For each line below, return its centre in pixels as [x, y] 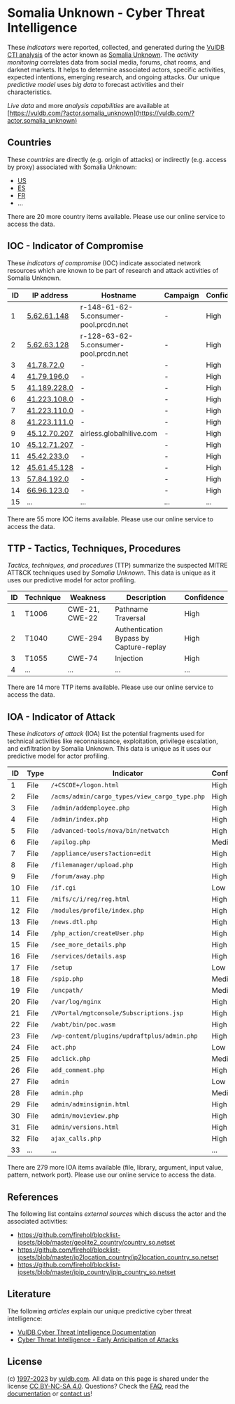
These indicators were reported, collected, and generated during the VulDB [116, 47]
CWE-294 [85, 639]
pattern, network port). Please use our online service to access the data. [112, 1175]
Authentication [139, 629]
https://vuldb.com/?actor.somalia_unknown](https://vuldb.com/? [102, 113]
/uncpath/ [67, 990]
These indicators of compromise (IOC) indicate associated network [104, 263]
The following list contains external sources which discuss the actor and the [117, 1214]
